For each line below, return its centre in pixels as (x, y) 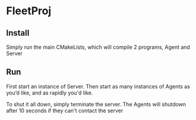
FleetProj (29, 11)
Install (18, 33)
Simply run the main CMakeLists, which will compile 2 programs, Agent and (98, 47)
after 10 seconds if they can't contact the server (65, 110)
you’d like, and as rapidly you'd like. (49, 93)
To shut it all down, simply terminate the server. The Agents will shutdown (96, 104)
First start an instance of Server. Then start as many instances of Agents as (98, 86)
